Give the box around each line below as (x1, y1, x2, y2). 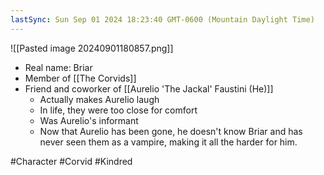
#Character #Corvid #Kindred (10, 155, 133, 167)
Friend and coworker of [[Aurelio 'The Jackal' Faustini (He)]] (24, 82, 274, 95)
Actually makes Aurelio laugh (39, 93, 160, 105)
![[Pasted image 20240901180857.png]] (10, 42, 174, 54)
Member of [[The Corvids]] (24, 72, 137, 84)
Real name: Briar (24, 61, 93, 73)
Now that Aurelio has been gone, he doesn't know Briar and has (39, 125, 303, 137)
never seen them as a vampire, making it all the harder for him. (39, 136, 298, 148)
